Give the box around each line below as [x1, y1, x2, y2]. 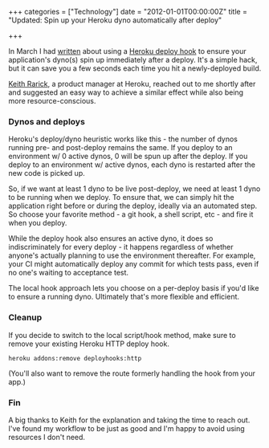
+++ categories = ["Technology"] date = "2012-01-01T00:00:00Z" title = [8, 7, 247, 16]
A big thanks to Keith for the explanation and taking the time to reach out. [8, 415, 251, 425]
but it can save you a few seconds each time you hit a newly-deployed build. [8, 63, 262, 73]
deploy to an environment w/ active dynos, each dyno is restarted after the [8, 160, 255, 169]
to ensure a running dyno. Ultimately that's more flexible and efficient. [8, 292, 239, 302]
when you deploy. [8, 218, 67, 228]
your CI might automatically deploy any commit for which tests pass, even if [8, 259, 259, 269]
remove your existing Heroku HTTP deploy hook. [8, 339, 170, 348]
